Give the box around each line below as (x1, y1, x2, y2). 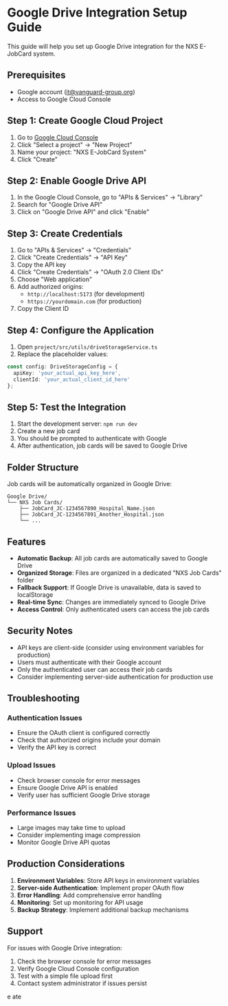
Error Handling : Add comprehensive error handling (16, 890, 162, 899)
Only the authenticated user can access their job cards (16, 665, 173, 673)
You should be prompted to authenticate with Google (16, 435, 167, 443)
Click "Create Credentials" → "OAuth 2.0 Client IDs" (16, 268, 163, 276)
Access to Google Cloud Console (16, 95, 111, 103)
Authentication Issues (7, 713, 82, 723)
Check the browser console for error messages (16, 957, 151, 965)
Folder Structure (7, 461, 79, 473)
